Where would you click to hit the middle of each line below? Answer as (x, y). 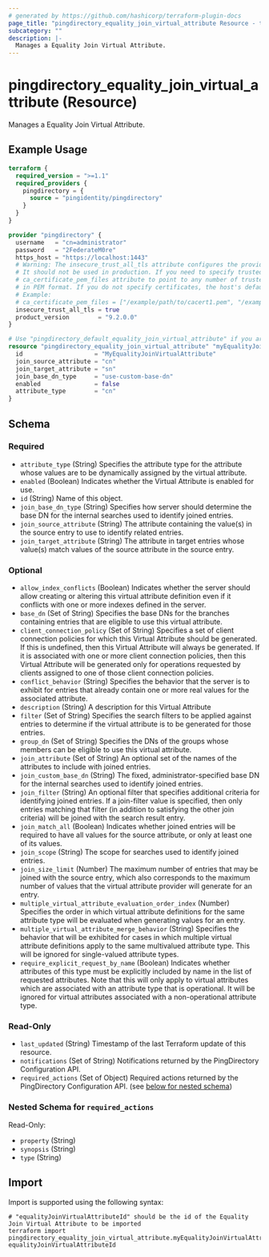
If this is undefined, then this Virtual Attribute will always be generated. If (140, 648)
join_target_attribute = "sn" (66, 369)
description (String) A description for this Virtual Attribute (115, 707)
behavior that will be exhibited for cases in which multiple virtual (126, 938)
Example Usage (48, 150)
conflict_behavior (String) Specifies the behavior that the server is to (135, 681)
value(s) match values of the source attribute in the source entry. (127, 549)
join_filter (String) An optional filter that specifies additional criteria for (140, 792)
